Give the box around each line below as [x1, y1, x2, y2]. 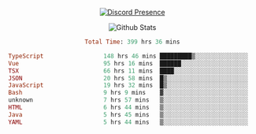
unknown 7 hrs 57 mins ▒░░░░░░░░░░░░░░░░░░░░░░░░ [8, 96, 248, 104]
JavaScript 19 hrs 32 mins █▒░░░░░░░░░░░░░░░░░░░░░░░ [8, 81, 248, 90]
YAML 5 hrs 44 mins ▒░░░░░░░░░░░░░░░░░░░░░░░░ [8, 118, 248, 126]
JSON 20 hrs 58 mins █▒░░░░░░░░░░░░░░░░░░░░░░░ [8, 74, 248, 82]
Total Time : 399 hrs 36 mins [84, 38, 180, 46]
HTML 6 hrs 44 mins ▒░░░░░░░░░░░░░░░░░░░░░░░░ [8, 103, 248, 111]
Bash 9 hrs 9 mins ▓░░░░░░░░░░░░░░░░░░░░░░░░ [8, 89, 248, 97]
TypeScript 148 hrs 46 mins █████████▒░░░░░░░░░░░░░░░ [8, 52, 248, 60]
